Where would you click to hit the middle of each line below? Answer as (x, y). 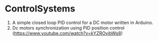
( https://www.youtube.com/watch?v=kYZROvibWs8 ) (67, 33)
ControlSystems (40, 9)
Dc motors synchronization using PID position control (68, 27)
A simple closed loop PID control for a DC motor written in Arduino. (83, 22)
